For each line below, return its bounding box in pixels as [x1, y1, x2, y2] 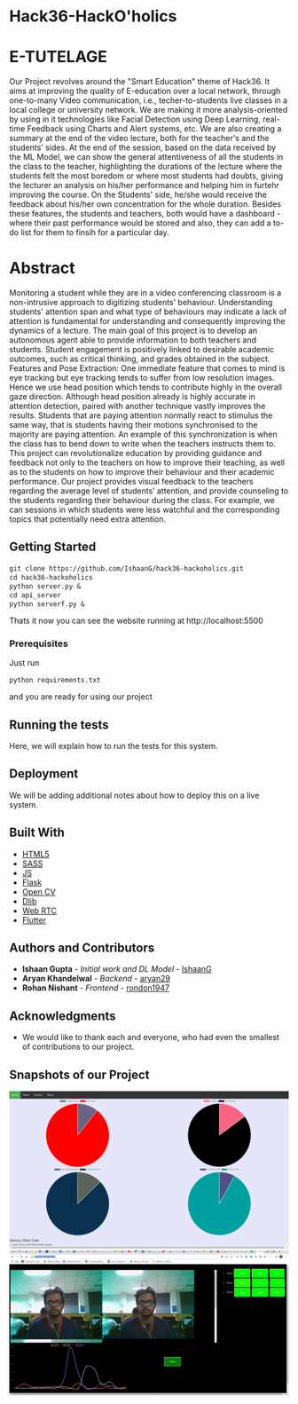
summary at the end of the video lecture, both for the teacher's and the [9, 133, 270, 144]
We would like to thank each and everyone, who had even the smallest [21, 1032, 279, 1043]
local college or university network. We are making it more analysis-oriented [9, 105, 288, 115]
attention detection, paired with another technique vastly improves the [9, 401, 266, 412]
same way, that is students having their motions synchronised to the [9, 420, 258, 430]
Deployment [9, 766, 79, 782]
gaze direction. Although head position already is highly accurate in [9, 391, 255, 402]
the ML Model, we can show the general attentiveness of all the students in [9, 152, 284, 162]
